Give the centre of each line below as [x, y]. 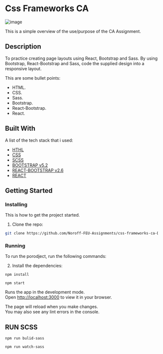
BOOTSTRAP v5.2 [30, 165]
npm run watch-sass [25, 347]
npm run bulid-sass [25, 338]
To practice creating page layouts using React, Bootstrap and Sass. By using [81, 58]
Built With [20, 128]
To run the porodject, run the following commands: [56, 256]
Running [15, 246]
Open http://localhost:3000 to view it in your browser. [59, 297]
